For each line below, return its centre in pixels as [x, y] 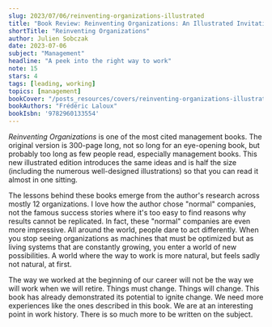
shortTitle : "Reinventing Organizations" [79, 31]
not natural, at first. [40, 264]
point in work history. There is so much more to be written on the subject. [131, 314]
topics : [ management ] [45, 91]
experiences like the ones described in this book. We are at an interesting [131, 306]
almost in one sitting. [43, 180]
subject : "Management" [47, 53]
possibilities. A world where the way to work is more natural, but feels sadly [134, 255]
